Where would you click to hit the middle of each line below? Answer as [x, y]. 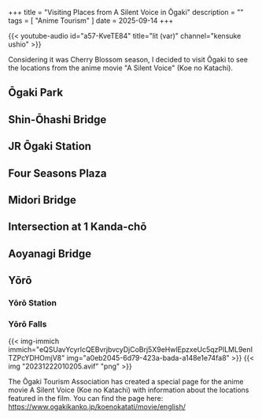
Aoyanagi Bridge [50, 254]
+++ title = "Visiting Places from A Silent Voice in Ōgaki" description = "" [126, 12]
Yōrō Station [33, 303]
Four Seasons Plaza [58, 173]
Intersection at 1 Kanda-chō [77, 227]
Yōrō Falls [28, 324]
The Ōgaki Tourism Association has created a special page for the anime [126, 382]
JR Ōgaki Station [50, 146]
